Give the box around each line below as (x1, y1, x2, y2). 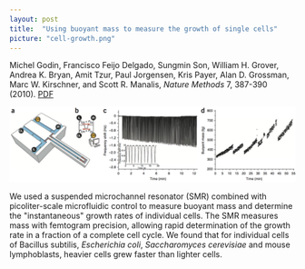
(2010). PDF (9, 89, 54, 100)
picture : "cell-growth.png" (9, 34, 116, 43)
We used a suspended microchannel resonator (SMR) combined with (9, 191, 268, 202)
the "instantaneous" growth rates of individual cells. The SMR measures (9, 210, 279, 222)
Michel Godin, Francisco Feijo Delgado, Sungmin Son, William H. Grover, (9, 60, 280, 71)
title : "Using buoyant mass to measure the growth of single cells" (9, 24, 279, 34)
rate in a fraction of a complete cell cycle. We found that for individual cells (9, 230, 290, 241)
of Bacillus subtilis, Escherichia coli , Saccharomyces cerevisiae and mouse (9, 239, 290, 250)
